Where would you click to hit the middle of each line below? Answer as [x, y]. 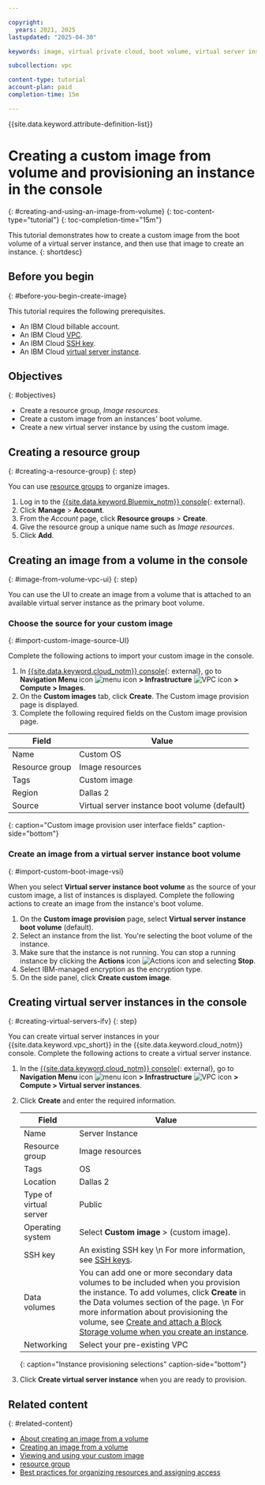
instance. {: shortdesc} [45, 252]
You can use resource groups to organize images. [89, 487]
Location [40, 1182]
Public [90, 1205]
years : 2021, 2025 [46, 30]
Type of [38, 1195]
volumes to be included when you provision [159, 1283]
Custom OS [100, 754]
